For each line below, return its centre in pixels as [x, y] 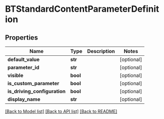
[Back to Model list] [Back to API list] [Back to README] [61, 111]
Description [101, 51]
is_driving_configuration [37, 91]
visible [15, 75]
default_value [24, 59]
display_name [24, 99]
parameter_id [23, 67]
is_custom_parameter [34, 83]
